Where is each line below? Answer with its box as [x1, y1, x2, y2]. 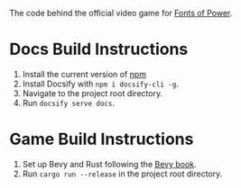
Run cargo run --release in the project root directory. [22, 168, 223, 179]
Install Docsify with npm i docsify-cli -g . [22, 78, 179, 89]
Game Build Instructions [9, 130, 194, 149]
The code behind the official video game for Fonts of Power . [9, 8, 233, 18]
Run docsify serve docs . [22, 97, 116, 108]
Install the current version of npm [22, 68, 147, 79]
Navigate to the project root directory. [22, 87, 163, 98]
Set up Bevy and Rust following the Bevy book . [22, 158, 197, 169]
